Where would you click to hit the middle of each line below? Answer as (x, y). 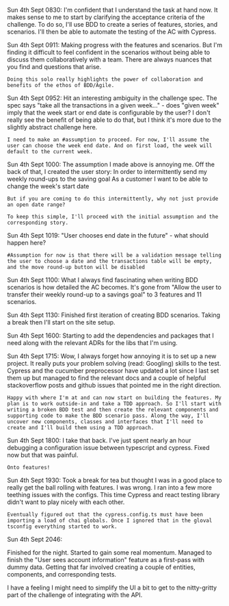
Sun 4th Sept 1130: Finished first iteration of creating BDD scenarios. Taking (114, 315)
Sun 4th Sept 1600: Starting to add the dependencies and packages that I (110, 336)
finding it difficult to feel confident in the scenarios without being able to (109, 52)
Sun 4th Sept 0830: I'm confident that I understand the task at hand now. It (112, 10)
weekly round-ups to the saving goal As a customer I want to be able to (108, 179)
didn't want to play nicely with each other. (66, 502)
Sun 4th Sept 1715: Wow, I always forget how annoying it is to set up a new (112, 356)
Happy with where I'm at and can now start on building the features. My (114, 398)
